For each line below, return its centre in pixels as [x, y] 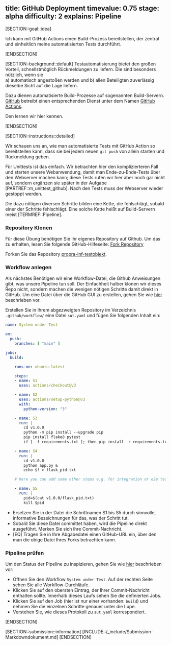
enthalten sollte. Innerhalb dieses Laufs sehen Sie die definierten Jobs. [87, 595]
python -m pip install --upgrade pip [63, 433]
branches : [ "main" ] [37, 344]
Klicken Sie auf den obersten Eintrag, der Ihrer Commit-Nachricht [81, 590]
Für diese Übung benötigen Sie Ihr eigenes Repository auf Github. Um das [83, 239]
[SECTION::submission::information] [43, 631]
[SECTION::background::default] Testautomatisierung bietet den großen [81, 64]
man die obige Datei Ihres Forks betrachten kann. [64, 540]
